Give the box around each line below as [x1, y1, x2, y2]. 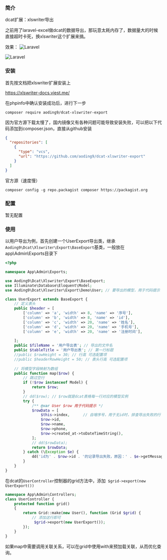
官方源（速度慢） [5, 177, 40, 183]
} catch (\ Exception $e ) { [23, 449, 79, 454]
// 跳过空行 [23, 375, 45, 381]
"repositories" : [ [9, 140, 48, 145]
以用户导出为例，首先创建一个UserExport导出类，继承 [5, 238, 116, 244]
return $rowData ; [31, 445, 68, 450]
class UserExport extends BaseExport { [5, 296, 88, 302]
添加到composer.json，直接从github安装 [9, 126, 92, 132]
